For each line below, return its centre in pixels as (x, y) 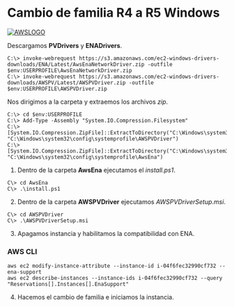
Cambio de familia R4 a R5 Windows (114, 13)
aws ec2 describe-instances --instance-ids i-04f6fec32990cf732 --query (115, 278)
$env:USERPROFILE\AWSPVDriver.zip (57, 88)
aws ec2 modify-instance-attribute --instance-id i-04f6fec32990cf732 (112, 266)
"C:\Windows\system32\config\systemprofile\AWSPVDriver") (93, 139)
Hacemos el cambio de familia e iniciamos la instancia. (95, 297)
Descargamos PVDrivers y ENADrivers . (65, 45)
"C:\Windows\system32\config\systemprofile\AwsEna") (85, 157)
